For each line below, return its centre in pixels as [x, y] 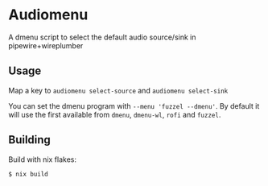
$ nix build [28, 174]
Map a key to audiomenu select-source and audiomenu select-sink [118, 90]
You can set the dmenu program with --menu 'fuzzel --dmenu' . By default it [134, 105]
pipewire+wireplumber [46, 45]
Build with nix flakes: [43, 159]
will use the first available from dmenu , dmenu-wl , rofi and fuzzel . [115, 114]
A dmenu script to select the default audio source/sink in [102, 37]
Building [29, 140]
